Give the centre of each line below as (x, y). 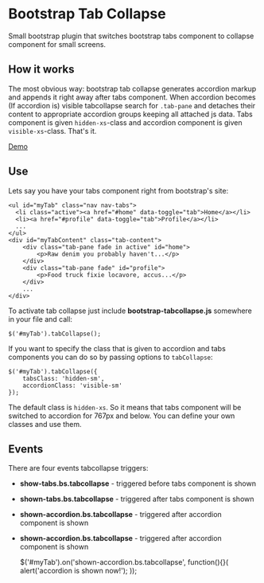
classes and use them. (45, 424)
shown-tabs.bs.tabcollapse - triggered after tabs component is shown (137, 499)
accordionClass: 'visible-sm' (73, 385)
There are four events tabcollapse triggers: (78, 468)
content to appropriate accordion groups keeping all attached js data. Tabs (130, 114)
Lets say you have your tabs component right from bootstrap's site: (118, 190)
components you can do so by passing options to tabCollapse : (111, 357)
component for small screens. (57, 44)
